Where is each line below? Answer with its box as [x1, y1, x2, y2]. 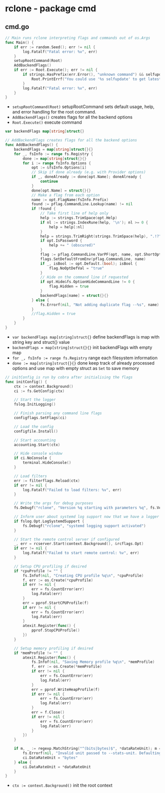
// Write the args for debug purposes [14, 501, 93, 506]
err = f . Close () [31, 710, 65, 715]
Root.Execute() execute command [12, 119, 82, 125]
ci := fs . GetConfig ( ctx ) [14, 389, 65, 394]
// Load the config [14, 424, 54, 429]
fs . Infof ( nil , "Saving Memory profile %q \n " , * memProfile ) [31, 659, 155, 665]
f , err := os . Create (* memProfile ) [31, 664, 102, 669]
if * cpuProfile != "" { [14, 568, 63, 573]
